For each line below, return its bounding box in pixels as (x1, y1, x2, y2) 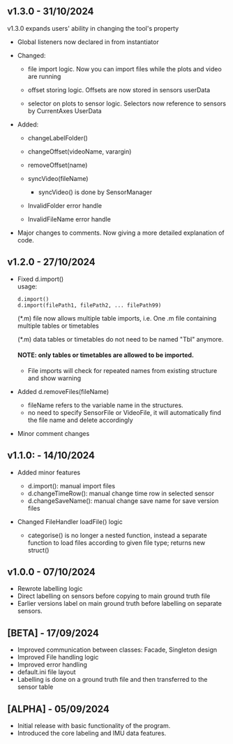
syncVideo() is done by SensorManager (38, 188, 153, 196)
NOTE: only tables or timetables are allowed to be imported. (17, 351, 194, 359)
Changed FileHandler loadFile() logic (17, 517, 123, 526)
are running (27, 72, 61, 80)
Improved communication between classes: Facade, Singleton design (17, 645, 218, 654)
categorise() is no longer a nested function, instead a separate (27, 531, 207, 539)
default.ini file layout (17, 668, 76, 676)
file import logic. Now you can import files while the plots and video (27, 64, 222, 73)
